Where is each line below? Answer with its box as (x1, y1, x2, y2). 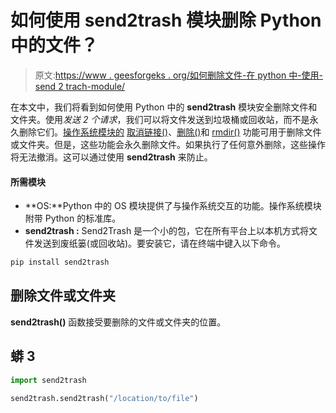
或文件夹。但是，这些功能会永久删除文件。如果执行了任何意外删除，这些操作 (10, 138, 326, 150)
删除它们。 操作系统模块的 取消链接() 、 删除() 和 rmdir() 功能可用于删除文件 (18, 126, 322, 138)
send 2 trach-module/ (34, 80, 126, 92)
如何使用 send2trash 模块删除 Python (10, 9, 322, 32)
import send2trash (10, 375, 87, 385)
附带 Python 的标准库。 (24, 212, 122, 225)
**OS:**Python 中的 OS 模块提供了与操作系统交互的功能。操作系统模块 (24, 200, 322, 212)
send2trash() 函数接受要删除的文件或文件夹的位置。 (10, 316, 227, 328)
